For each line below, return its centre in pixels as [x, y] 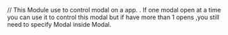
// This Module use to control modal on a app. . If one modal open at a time [114, 10]
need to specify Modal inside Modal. [59, 24]
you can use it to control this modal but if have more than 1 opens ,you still [113, 17]
